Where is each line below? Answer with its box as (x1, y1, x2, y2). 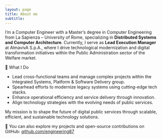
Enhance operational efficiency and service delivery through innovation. (12, 94, 156, 100)
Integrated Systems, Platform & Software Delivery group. (12, 79, 125, 85)
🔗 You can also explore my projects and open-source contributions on (5, 124, 145, 129)
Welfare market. (5, 55, 37, 61)
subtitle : (5, 16, 25, 21)
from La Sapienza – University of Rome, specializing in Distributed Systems (5, 34, 157, 40)
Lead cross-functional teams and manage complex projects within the (12, 74, 152, 80)
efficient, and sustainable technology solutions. (5, 114, 99, 120)
